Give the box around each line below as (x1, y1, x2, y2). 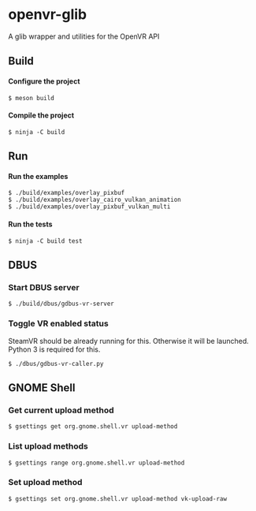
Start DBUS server (8, 282, 80, 293)
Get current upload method (8, 405, 114, 416)
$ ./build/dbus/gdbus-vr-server (8, 300, 114, 308)
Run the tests (8, 219, 53, 229)
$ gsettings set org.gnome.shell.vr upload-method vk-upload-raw (8, 494, 227, 502)
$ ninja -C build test (8, 237, 83, 245)
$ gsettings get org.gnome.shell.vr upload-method (8, 423, 178, 431)
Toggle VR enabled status (8, 318, 109, 329)
